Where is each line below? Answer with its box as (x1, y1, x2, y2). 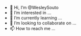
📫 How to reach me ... (9, 26, 55, 31)
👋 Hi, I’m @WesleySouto (9, 5, 59, 10)
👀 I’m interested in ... (9, 10, 52, 16)
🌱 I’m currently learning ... (9, 15, 62, 20)
